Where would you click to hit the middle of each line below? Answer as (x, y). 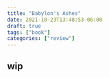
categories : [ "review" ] (41, 39)
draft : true (24, 26)
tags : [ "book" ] (29, 32)
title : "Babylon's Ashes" (44, 13)
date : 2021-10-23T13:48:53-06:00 (55, 20)
